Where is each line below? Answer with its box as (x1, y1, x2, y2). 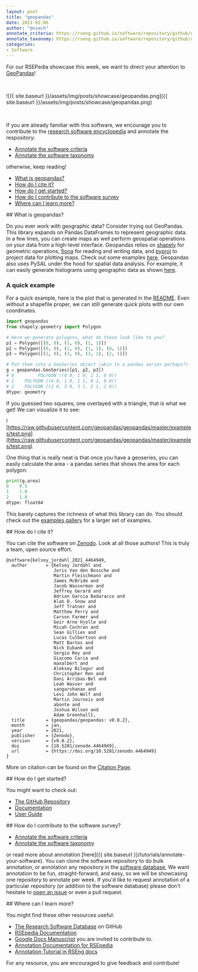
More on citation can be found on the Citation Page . (6, 763, 132, 770)
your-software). (6, 857, 44, 864)
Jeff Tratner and (53, 603, 96, 609)
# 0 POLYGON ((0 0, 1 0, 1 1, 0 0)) (6, 373, 117, 379)
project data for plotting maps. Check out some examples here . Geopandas (6, 254, 189, 261)
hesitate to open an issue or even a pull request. (6, 888, 123, 895)
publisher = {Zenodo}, (11, 733, 75, 738)
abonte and (53, 701, 81, 708)
